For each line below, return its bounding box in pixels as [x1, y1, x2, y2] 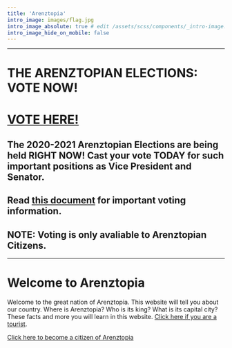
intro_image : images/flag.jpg [7, 17, 95, 23]
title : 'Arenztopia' [7, 10, 67, 17]
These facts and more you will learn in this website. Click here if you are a [7, 313, 217, 321]
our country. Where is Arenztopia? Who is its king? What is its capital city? [7, 305, 218, 314]
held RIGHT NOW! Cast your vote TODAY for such [7, 150, 224, 162]
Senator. [7, 172, 45, 183]
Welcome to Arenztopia [7, 275, 145, 291]
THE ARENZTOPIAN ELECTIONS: [7, 65, 198, 81]
